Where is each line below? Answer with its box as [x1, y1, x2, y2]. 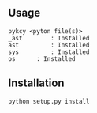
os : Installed [8, 55, 76, 62]
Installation [8, 77, 65, 90]
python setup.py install [8, 97, 90, 105]
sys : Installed [8, 47, 90, 56]
